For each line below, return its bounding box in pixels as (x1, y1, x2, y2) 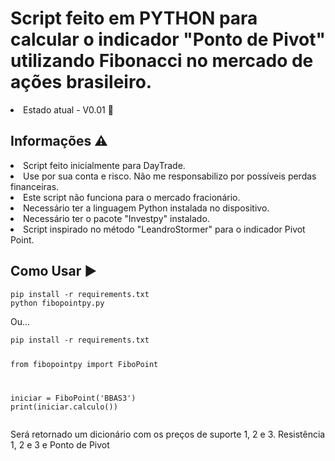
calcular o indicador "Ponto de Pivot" (10, 28, 326, 51)
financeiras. (10, 180, 60, 192)
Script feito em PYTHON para (10, 7, 258, 30)
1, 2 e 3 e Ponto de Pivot (10, 439, 110, 451)
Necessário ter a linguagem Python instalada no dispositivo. (23, 202, 270, 214)
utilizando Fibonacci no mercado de (10, 50, 314, 72)
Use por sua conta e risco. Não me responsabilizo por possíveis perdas (23, 170, 317, 182)
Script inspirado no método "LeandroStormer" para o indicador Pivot (23, 223, 306, 235)
